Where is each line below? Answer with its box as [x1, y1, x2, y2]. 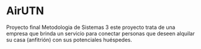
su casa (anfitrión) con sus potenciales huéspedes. [6, 36, 133, 43]
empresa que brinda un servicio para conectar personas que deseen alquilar [6, 30, 195, 37]
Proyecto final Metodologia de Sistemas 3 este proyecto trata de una [6, 24, 175, 31]
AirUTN [6, 4, 44, 18]
